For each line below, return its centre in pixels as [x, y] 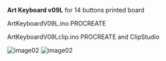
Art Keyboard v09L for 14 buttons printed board [76, 10]
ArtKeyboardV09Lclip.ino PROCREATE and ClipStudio [83, 37]
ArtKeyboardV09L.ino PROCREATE [57, 23]
